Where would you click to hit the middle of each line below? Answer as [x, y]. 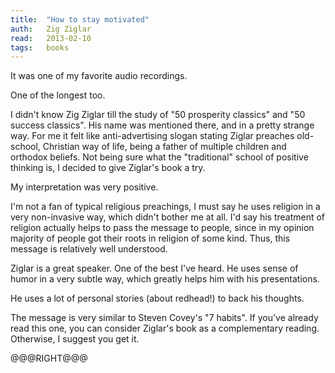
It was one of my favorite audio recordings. [99, 76]
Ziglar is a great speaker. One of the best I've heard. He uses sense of [154, 268]
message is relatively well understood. [89, 249]
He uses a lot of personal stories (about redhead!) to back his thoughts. [157, 298]
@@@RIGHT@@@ [49, 358]
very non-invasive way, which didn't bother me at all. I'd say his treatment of [168, 217]
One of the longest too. [58, 95]
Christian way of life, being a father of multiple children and [164, 147]
